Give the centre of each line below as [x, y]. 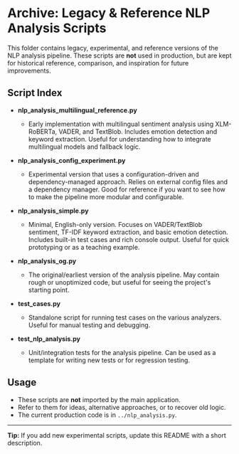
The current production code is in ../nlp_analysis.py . [97, 415]
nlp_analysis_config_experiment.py [71, 160]
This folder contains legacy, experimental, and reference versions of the [113, 48]
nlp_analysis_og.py [47, 260]
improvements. [29, 70]
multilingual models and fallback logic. [84, 147]
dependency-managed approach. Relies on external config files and [128, 181]
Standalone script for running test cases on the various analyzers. [125, 317]
